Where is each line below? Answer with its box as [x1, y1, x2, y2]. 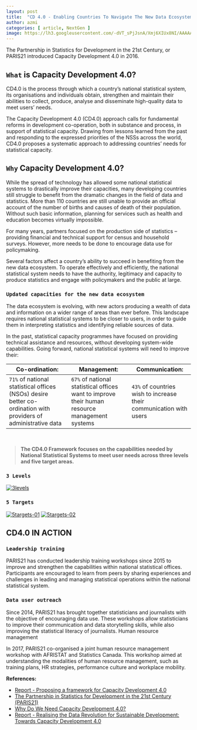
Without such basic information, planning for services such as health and [6, 210, 183, 217]
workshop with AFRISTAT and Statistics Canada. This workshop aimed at [6, 651, 182, 658]
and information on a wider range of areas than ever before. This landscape [6, 309, 189, 316]
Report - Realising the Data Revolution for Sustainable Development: [14, 711, 180, 718]
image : [6, 30, 22, 36]
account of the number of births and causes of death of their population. [6, 203, 182, 211]
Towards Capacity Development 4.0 [14, 717, 101, 724]
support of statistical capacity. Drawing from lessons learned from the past [6, 127, 188, 135]
